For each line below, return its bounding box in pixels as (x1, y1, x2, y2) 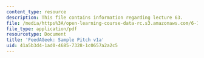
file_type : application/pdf (6, 25, 78, 32)
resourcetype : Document (6, 31, 67, 37)
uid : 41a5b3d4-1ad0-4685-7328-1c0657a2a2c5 (6, 43, 118, 49)
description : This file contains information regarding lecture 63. (6, 14, 183, 21)
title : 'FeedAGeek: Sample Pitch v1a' (6, 37, 104, 43)
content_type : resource (6, 8, 67, 15)
